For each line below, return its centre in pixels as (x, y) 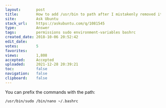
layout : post (25, 10)
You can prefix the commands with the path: (50, 92)
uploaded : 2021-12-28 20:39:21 (42, 64)
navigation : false (26, 74)
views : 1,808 (26, 55)
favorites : (16, 51)
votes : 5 (22, 46)
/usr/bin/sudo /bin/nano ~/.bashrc (42, 101)
